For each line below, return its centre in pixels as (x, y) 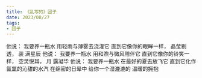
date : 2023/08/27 (28, 17)
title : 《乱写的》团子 (32, 12)
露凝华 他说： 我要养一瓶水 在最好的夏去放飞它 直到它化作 (125, 61)
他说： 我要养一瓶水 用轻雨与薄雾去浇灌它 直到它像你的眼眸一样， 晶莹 (94, 46)
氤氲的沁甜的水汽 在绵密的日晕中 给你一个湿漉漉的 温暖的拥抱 (82, 69)
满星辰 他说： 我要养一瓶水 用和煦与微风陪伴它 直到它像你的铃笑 (105, 54)
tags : (13, 23)
